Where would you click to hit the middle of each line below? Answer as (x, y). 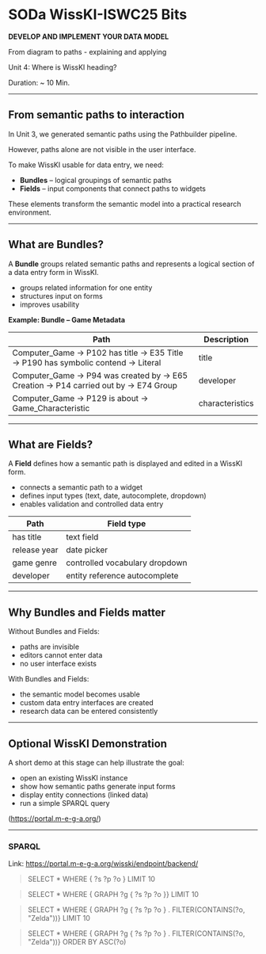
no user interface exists (58, 664)
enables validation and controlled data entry (91, 504)
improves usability (49, 304)
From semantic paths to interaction (96, 115)
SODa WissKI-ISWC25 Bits (98, 15)
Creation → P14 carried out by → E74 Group (95, 385)
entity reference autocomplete (122, 576)
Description (226, 339)
